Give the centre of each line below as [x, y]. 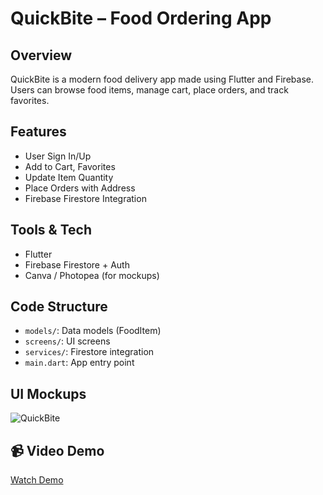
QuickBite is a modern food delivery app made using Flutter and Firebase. [162, 79]
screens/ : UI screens [67, 341]
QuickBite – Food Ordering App [141, 18]
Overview [41, 55]
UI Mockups [48, 393]
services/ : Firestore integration [89, 352]
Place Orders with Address [80, 188]
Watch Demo [37, 480]
